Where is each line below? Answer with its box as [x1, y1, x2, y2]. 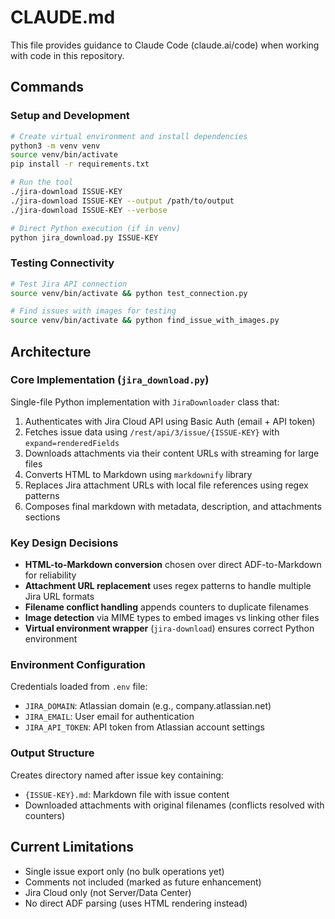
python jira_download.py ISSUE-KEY [10, 232, 159, 243]
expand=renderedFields [24, 438, 120, 448]
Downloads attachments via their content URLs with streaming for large [24, 447, 320, 459]
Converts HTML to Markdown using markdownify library [24, 468, 253, 480]
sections [24, 511, 61, 523]
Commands [10, 79, 85, 96]
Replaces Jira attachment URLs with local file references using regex [24, 479, 309, 491]
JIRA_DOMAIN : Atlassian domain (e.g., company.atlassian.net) [24, 700, 272, 712]
